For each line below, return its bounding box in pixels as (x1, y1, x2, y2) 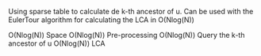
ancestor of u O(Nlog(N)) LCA (8, 39, 106, 48)
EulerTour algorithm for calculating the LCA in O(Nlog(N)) (8, 15, 194, 24)
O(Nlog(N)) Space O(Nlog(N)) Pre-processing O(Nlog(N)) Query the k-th (8, 31, 245, 39)
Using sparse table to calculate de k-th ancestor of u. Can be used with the (8, 7, 254, 16)
